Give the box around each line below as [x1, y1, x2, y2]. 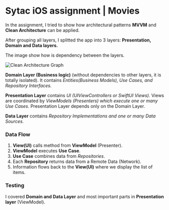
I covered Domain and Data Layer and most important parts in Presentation [5, 193, 164, 199]
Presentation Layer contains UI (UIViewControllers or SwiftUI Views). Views [5, 92, 164, 98]
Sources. [5, 118, 24, 124]
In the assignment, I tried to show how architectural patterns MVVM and [5, 22, 156, 28]
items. [12, 170, 26, 176]
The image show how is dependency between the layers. [5, 52, 125, 58]
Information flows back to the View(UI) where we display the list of [12, 164, 153, 170]
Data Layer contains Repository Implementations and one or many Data [5, 113, 156, 119]
